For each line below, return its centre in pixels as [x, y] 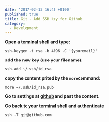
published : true [22, 14]
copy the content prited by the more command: [53, 78]
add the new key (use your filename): [44, 60]
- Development [24, 28]
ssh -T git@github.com [28, 115]
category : [15, 23]
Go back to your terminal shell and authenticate [54, 106]
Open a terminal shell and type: [38, 42]
